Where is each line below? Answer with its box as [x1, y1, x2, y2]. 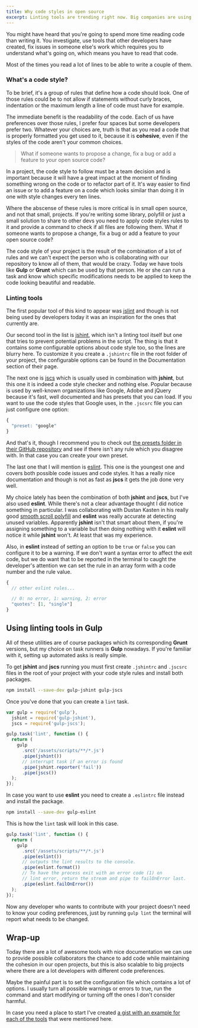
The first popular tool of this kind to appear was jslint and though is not [6, 307, 179, 314]
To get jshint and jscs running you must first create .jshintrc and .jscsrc [6, 663, 187, 670]
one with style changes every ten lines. [6, 193, 102, 200]
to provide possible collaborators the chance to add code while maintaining [6, 954, 190, 962]
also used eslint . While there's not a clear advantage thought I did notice [6, 499, 183, 507]
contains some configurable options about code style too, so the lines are [6, 344, 186, 351]
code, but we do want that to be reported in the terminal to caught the [6, 555, 176, 562]
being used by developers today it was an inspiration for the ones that [6, 314, 176, 321]
